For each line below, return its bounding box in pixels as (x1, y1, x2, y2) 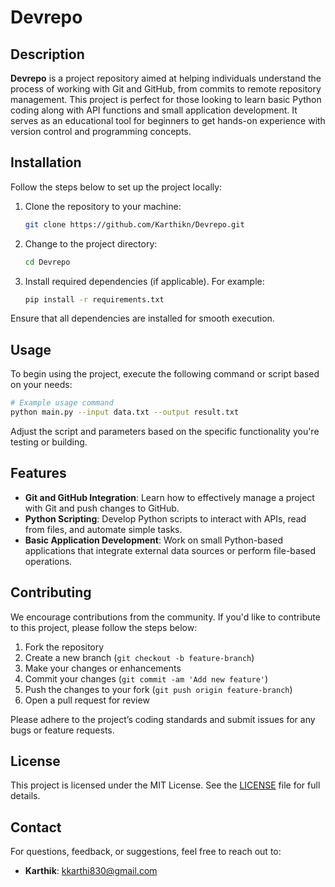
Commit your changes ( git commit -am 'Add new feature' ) (24, 672, 269, 685)
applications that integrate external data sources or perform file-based (24, 544, 317, 556)
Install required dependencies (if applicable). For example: (24, 275, 265, 287)
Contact (10, 819, 62, 836)
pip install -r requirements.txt (24, 294, 165, 305)
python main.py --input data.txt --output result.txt (10, 407, 240, 418)
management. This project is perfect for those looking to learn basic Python (10, 94, 322, 105)
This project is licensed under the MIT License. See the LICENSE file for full (10, 779, 321, 791)
